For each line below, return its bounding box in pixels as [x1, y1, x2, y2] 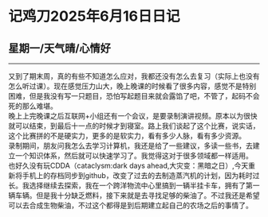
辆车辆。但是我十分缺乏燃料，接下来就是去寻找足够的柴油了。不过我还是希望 [8, 191, 260, 200]
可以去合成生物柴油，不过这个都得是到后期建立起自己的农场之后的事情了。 [8, 200, 253, 210]
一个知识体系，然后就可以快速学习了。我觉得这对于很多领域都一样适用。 [14, 151, 253, 160]
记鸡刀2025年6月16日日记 [8, 7, 181, 25]
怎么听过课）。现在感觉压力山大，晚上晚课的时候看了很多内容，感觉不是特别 [8, 81, 257, 91]
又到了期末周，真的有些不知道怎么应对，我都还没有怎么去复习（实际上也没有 [8, 72, 260, 80]
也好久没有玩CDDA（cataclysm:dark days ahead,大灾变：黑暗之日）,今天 [8, 161, 249, 170]
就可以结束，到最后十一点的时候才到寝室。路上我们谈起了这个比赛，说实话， [8, 121, 260, 130]
